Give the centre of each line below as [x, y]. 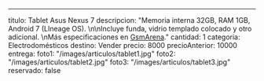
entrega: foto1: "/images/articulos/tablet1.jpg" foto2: [92, 53]
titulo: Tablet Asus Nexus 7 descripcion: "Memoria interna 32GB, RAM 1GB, [129, 20]
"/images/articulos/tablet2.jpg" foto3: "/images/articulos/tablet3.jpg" [119, 62]
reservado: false [35, 70]
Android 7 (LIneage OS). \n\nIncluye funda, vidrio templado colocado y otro [130, 29]
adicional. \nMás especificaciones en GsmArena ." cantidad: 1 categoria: [124, 37]
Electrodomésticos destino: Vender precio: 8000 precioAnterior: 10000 [123, 45]
